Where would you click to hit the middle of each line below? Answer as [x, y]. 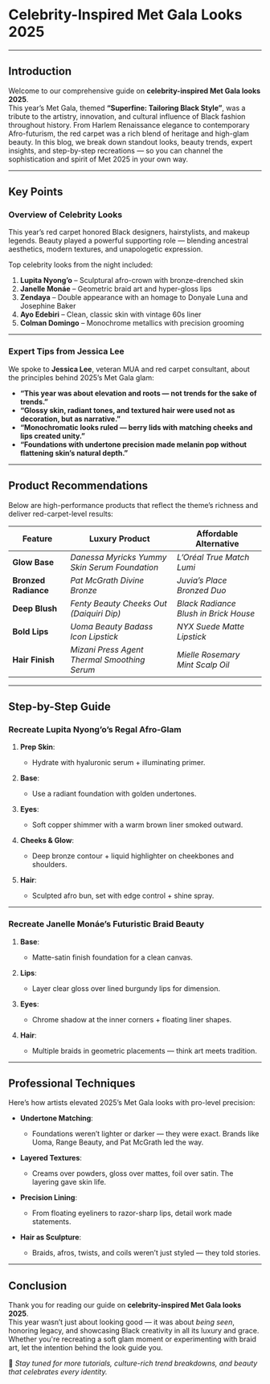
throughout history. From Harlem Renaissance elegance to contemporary [129, 125]
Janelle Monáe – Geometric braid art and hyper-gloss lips [116, 289]
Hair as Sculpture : [51, 1237]
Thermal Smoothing [108, 659]
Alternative [217, 543]
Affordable [217, 534]
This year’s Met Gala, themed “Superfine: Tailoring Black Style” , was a [127, 108]
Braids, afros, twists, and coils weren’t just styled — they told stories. [146, 1253]
